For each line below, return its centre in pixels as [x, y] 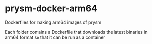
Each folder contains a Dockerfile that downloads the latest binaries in [76, 32]
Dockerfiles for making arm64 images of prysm [53, 22]
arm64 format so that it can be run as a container [55, 37]
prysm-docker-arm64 [51, 9]
